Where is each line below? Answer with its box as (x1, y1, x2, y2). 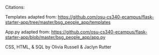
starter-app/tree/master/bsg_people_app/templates (5, 19, 111, 25)
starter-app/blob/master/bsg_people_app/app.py (5, 34, 106, 40)
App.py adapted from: (5, 29, 50, 34)
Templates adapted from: (5, 14, 57, 19)
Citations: (5, 4, 25, 10)
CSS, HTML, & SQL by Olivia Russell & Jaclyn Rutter (5, 44, 112, 49)
